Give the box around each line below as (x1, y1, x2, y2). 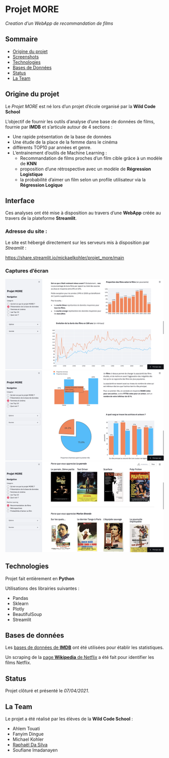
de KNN (20, 160, 37, 166)
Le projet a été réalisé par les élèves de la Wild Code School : (5, 716, 133, 722)
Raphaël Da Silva (12, 742, 48, 748)
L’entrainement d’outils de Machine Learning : (12, 150, 107, 156)
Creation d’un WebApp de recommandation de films (5, 20, 113, 26)
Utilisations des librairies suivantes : (5, 585, 79, 591)
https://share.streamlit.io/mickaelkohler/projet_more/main (5, 254, 124, 261)
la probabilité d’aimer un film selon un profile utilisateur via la (20, 176, 146, 182)
